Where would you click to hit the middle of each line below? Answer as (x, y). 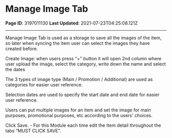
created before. (22, 49)
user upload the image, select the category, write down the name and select (86, 64)
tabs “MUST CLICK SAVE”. (33, 130)
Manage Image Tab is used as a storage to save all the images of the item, (83, 38)
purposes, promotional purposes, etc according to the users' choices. (79, 115)
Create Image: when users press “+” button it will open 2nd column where (83, 58)
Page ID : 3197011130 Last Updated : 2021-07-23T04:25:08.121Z (72, 23)
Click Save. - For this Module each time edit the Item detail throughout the (83, 125)
